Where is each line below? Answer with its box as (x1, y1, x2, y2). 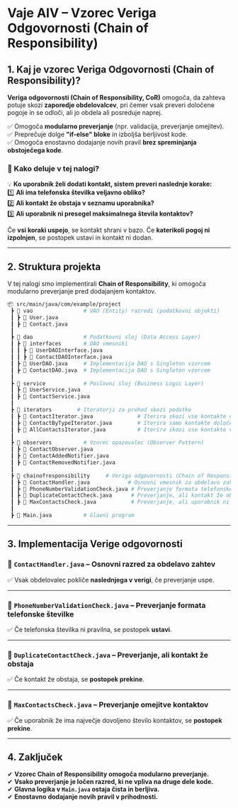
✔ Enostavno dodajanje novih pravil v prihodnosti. (7, 792, 158, 801)
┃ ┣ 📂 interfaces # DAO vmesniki (10, 341, 129, 348)
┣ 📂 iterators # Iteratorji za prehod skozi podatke (10, 406, 192, 414)
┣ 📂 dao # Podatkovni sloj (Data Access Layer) (10, 333, 201, 341)
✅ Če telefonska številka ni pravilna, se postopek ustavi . (7, 625, 172, 633)
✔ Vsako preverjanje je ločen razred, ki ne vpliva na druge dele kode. (7, 777, 214, 786)
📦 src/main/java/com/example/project (7, 301, 122, 308)
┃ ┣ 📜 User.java (10, 314, 59, 321)
